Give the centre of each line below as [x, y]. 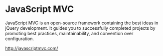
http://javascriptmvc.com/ [32, 48]
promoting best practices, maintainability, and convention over [69, 33]
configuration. [19, 39]
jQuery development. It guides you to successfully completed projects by [80, 28]
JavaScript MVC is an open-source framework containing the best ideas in [82, 23]
